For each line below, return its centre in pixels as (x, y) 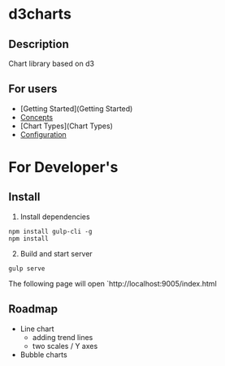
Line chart (37, 329)
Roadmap (33, 309)
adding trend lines (63, 337)
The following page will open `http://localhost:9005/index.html (112, 283)
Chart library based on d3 (52, 63)
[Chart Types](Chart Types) (67, 126)
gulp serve (27, 269)
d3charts (40, 14)
